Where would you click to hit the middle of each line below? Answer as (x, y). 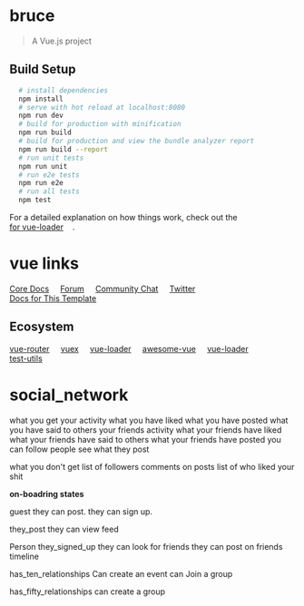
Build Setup (43, 69)
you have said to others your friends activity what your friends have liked (146, 430)
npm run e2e (41, 183)
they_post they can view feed (64, 529)
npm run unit (43, 166)
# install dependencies (64, 90)
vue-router (29, 348)
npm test (35, 200)
